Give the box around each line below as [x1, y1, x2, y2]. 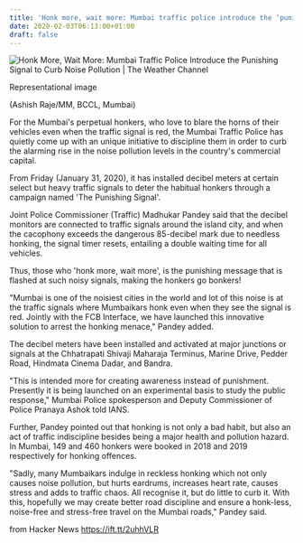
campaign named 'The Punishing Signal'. [9, 192, 161, 203]
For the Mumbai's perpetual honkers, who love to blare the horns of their [9, 117, 280, 127]
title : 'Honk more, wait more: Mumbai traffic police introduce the [9, 13, 272, 23]
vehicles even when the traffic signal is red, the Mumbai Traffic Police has [9, 126, 284, 137]
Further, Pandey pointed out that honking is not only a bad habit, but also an [9, 422, 291, 433]
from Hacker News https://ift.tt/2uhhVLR [9, 524, 160, 535]
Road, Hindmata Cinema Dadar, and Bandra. [9, 358, 173, 369]
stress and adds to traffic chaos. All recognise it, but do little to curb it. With [9, 487, 290, 498]
